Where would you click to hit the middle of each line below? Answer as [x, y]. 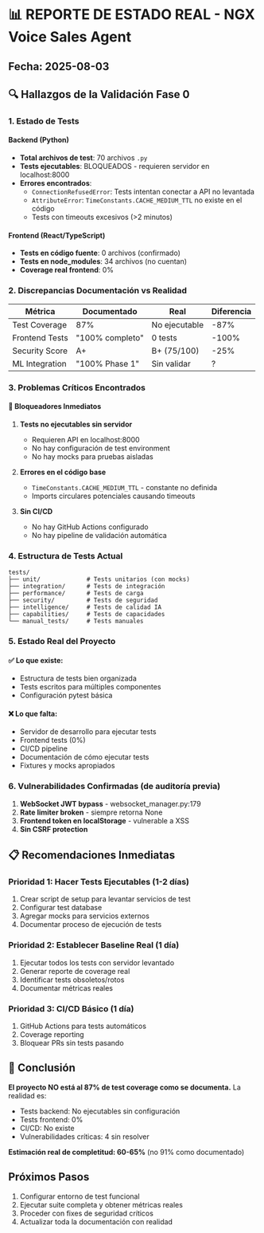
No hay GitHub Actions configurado [90, 527]
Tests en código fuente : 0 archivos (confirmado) [100, 253]
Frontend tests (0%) [52, 740]
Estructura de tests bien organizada [78, 678]
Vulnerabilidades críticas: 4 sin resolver [84, 1137]
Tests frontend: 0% [51, 1119]
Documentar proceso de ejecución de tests [91, 925]
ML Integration [39, 363]
